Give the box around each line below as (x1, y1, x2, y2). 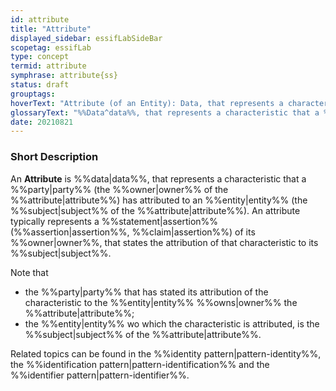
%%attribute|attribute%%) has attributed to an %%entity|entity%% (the (10, 194, 308, 206)
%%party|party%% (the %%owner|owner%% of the (10, 183, 229, 195)
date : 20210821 (10, 117, 74, 127)
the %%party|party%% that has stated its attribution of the (24, 286, 269, 298)
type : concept (10, 52, 70, 62)
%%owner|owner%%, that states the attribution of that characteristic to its (10, 236, 319, 248)
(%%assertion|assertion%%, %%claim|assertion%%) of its (10, 226, 256, 238)
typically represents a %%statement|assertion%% (10, 215, 219, 227)
